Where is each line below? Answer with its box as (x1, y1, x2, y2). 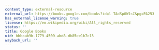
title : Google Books (5, 29, 47, 34)
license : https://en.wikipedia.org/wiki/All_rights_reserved (5, 20, 131, 25)
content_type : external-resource (5, 7, 72, 12)
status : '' (5, 25, 27, 30)
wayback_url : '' (5, 38, 38, 43)
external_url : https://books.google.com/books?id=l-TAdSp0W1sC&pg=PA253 (5, 11, 155, 16)
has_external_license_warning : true (5, 16, 79, 20)
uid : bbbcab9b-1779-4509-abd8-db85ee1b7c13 (5, 34, 94, 39)
